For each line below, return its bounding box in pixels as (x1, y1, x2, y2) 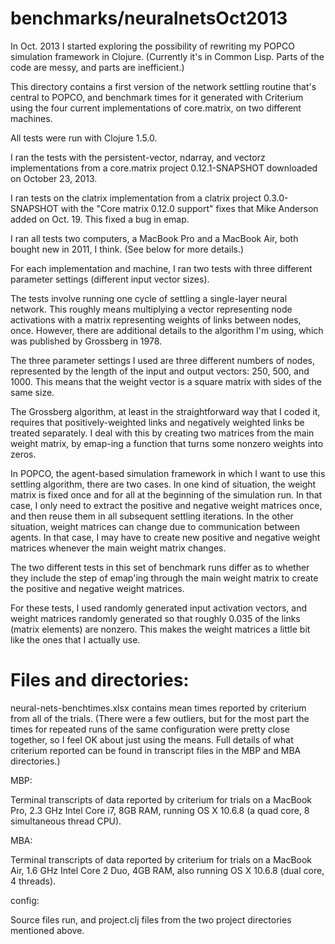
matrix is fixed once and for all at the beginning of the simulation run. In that (10, 488, 323, 501)
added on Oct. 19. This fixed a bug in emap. (10, 213, 190, 225)
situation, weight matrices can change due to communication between (10, 520, 301, 532)
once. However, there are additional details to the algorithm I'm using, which (10, 324, 324, 336)
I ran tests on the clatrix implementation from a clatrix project (10, 192, 262, 204)
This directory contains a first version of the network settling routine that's (10, 80, 317, 92)
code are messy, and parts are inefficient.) (10, 61, 185, 73)
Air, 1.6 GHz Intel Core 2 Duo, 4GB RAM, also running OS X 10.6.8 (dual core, (10, 864, 325, 876)
